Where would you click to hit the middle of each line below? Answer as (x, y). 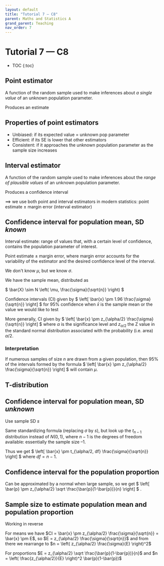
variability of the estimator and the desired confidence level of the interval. (80, 261)
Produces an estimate (27, 107)
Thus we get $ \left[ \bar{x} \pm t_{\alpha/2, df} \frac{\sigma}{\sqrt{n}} (77, 452)
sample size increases (35, 150)
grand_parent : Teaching (29, 23)
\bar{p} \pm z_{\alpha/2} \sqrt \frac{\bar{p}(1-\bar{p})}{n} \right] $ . (73, 489)
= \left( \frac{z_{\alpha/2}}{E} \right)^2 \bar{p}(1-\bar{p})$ (63, 559)
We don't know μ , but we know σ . (39, 271)
